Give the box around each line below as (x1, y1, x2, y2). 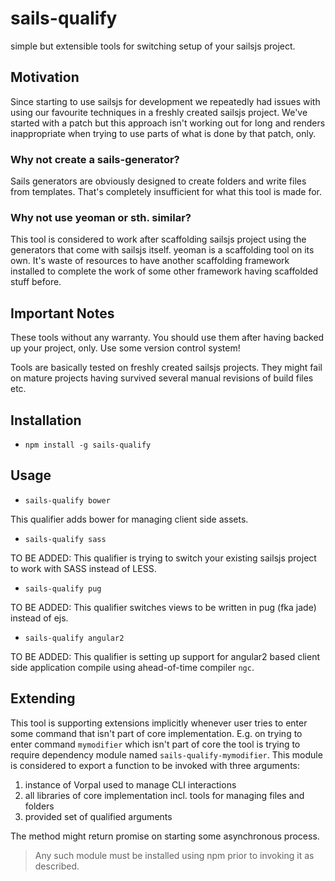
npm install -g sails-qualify (24, 440, 152, 450)
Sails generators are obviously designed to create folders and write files (10, 175, 307, 187)
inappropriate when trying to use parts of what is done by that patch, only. (10, 127, 317, 139)
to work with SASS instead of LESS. (10, 562, 157, 574)
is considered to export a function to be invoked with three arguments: (10, 759, 301, 771)
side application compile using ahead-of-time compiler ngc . (10, 661, 255, 673)
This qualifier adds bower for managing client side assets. (10, 513, 249, 525)
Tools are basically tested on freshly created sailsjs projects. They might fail (10, 362, 323, 374)
